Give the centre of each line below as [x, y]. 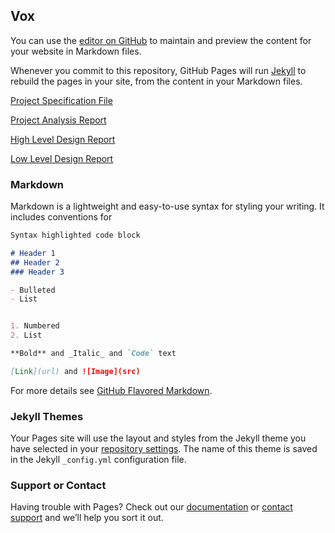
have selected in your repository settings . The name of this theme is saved [164, 449]
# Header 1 [33, 253]
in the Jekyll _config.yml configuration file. [98, 460]
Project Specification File [61, 100]
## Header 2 [35, 262]
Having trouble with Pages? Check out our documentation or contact [151, 507]
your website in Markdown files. [76, 51]
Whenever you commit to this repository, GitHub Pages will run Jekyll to [158, 70]
